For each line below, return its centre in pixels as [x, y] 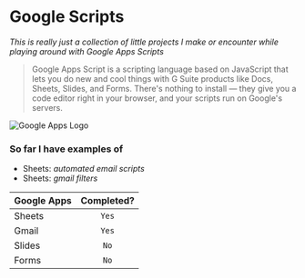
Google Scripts [67, 17]
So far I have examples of [66, 149]
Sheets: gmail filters [60, 178]
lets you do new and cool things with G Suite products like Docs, [152, 78]
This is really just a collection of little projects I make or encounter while [144, 42]
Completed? [107, 201]
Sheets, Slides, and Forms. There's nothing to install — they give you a [164, 88]
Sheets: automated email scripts [84, 169]
